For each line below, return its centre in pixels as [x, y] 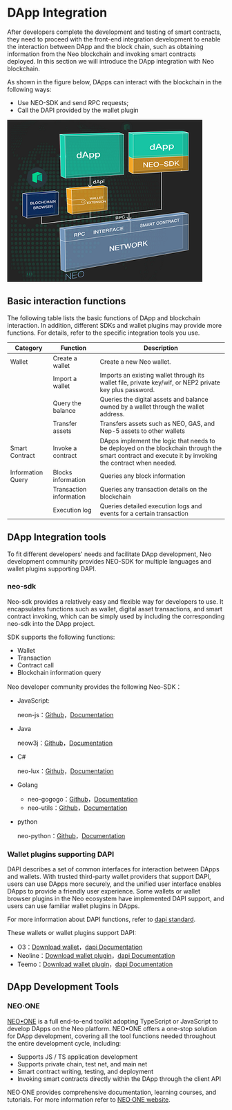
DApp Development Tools [63, 987]
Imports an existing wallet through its [152, 375]
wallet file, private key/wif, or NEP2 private [160, 382]
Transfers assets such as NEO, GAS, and [157, 424]
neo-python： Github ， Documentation [71, 835]
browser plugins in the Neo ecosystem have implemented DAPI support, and [116, 899]
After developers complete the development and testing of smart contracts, [115, 32]
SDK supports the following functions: [61, 637]
